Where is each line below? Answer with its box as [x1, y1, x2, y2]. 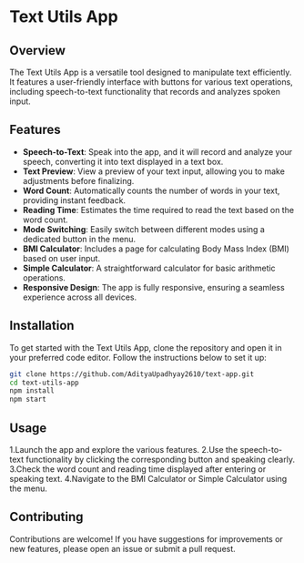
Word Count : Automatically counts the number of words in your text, [22, 185, 280, 196]
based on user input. [22, 252, 101, 263]
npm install [9, 386, 55, 395]
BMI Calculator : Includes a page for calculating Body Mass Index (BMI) [22, 243, 289, 254]
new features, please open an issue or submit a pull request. [9, 543, 237, 554]
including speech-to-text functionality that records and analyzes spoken [9, 87, 280, 97]
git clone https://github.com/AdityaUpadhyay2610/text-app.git [9, 369, 255, 379]
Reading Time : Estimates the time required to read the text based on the [22, 204, 294, 215]
